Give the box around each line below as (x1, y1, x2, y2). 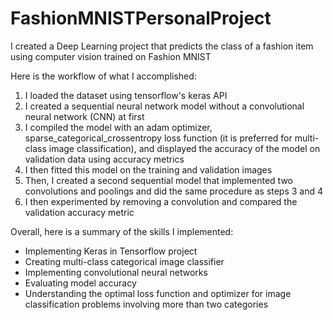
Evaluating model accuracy (24, 277, 137, 289)
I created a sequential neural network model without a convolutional (24, 100, 305, 112)
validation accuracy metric (24, 206, 135, 218)
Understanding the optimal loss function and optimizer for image (24, 287, 292, 299)
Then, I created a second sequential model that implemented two (24, 174, 293, 186)
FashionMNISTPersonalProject (10, 7, 272, 30)
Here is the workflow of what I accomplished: (10, 70, 197, 82)
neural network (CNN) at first (24, 110, 145, 122)
